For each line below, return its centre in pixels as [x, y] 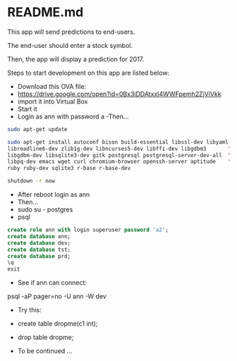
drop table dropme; [45, 337]
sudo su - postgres [45, 209]
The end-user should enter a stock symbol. [70, 45]
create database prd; [39, 256]
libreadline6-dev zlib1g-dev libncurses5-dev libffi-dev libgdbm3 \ [120, 149]
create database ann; [39, 236]
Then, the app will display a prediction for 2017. [76, 59]
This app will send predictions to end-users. [71, 32]
